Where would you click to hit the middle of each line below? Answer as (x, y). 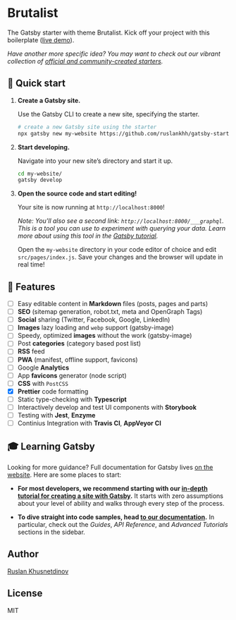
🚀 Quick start (36, 84)
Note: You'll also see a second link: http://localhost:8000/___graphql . (120, 221)
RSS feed (31, 351)
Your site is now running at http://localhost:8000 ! (91, 207)
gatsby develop (40, 180)
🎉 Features (31, 287)
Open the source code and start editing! (77, 194)
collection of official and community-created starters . (85, 61)
